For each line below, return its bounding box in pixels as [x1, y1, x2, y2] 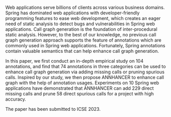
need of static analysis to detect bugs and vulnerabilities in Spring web [5, 21, 155, 27]
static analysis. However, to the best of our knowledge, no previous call [5, 32, 157, 37]
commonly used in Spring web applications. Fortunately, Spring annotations [5, 43, 165, 48]
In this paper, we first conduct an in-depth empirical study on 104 [5, 58, 144, 64]
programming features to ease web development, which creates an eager [5, 15, 161, 21]
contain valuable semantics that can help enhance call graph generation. [5, 48, 159, 54]
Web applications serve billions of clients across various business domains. [5, 5, 165, 10]
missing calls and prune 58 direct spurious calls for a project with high [5, 91, 154, 96]
